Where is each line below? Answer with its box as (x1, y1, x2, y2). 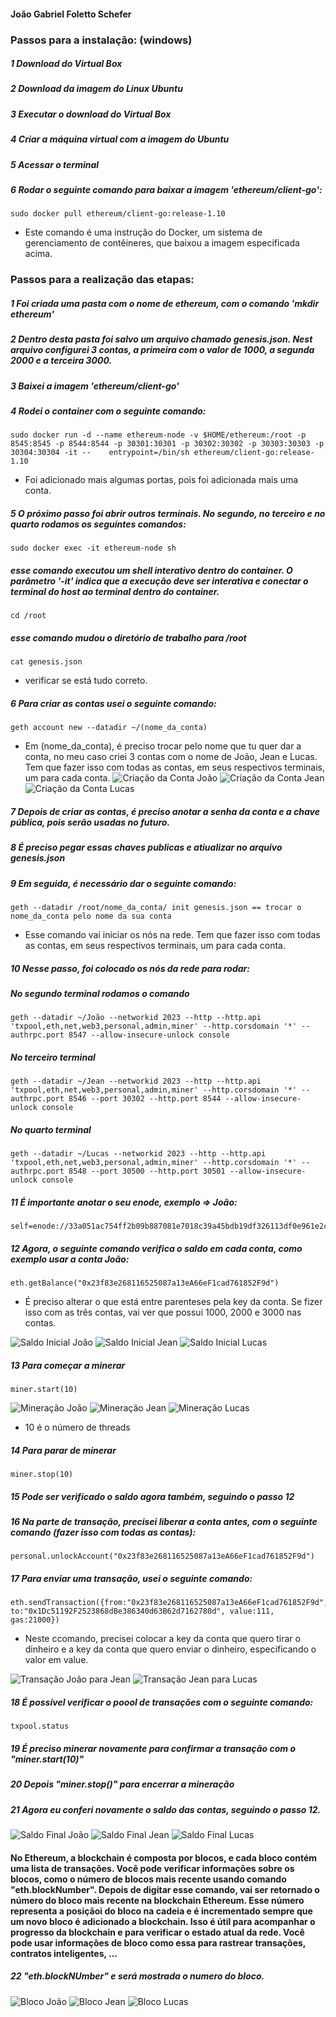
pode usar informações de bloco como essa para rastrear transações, (10, 1936, 307, 1949)
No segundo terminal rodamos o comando (10, 987, 190, 999)
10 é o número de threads (24, 1421, 131, 1434)
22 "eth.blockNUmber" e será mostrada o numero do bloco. (10, 1970, 265, 1982)
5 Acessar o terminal (10, 158, 100, 170)
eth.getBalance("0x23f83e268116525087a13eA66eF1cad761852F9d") (10, 1278, 280, 1289)
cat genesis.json (10, 657, 83, 667)
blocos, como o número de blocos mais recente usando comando (10, 1873, 287, 1885)
